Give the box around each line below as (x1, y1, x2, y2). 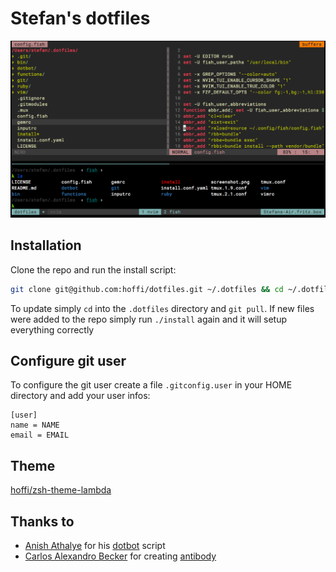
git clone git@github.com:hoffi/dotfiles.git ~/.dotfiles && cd (10, 284, 284, 294)
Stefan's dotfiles (10, 7, 151, 30)
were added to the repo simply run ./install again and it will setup (10, 313, 288, 325)
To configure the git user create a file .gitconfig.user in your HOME (10, 379, 293, 391)
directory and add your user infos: (10, 390, 151, 402)
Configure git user (10, 353, 127, 370)
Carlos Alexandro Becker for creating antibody (24, 550, 217, 562)
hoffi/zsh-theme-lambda (10, 484, 112, 496)
